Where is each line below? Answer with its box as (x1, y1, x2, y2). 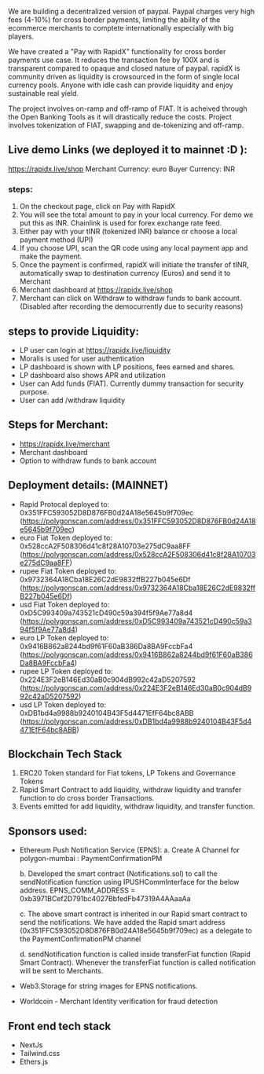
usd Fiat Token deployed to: (19, 599, 110, 609)
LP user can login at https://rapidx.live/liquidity (19, 345, 171, 354)
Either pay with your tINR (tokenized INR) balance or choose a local (19, 227, 237, 236)
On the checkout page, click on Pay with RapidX (19, 202, 175, 211)
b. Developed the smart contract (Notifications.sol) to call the (19, 869, 218, 878)
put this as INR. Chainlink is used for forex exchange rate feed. (19, 218, 222, 228)
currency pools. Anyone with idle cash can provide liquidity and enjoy (8, 80, 233, 90)
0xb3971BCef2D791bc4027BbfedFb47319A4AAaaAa (19, 894, 191, 904)
